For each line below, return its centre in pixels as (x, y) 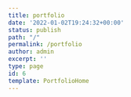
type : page (26, 66)
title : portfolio (36, 15)
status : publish (35, 30)
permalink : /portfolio (45, 45)
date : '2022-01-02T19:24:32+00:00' (66, 23)
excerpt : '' (27, 59)
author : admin (31, 52)
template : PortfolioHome (49, 81)
